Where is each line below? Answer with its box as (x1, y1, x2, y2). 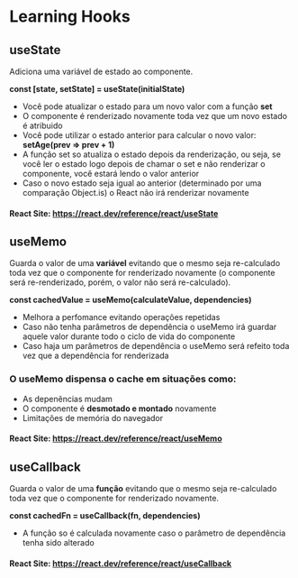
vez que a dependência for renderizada (22, 350, 169, 362)
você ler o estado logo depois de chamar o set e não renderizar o (22, 159, 266, 169)
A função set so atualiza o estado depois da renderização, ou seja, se (22, 149, 282, 160)
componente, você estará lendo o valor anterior (22, 169, 200, 179)
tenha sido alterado (22, 537, 95, 548)
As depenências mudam (22, 393, 113, 404)
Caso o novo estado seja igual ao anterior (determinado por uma (22, 178, 262, 188)
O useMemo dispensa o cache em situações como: (9, 372, 237, 385)
